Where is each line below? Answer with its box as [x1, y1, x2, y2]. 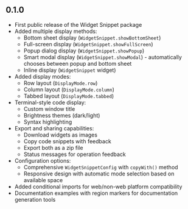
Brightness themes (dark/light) [23, 112, 100, 119]
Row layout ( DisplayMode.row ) [23, 79, 98, 87]
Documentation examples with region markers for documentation [14, 189, 178, 197]
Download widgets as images [23, 131, 98, 138]
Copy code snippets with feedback [23, 137, 112, 145]
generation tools [14, 196, 56, 203]
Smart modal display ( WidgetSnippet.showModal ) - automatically [23, 53, 182, 60]
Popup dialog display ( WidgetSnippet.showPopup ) [23, 47, 144, 54]
